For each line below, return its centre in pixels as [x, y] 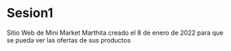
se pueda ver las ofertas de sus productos [69, 40]
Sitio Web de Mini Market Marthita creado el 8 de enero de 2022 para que [115, 33]
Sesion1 [30, 13]
